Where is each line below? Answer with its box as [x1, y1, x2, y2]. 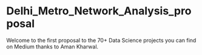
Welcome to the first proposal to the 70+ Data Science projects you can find [6, 36, 197, 44]
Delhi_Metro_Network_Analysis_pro [6, 4, 192, 18]
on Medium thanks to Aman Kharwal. [6, 43, 99, 50]
